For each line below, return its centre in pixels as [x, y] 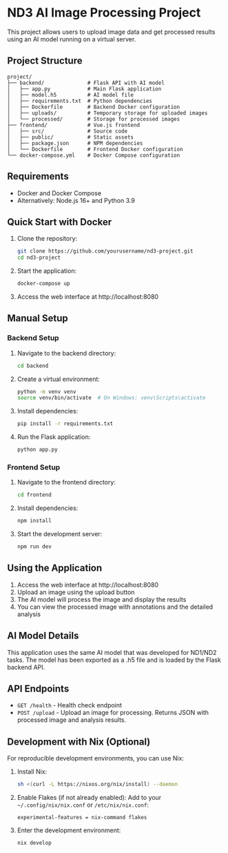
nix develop [34, 843]
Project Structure [45, 61]
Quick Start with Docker [60, 222]
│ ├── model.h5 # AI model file [71, 95]
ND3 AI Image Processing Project [104, 13]
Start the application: [47, 271]
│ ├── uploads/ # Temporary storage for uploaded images [107, 113]
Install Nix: [32, 772]
